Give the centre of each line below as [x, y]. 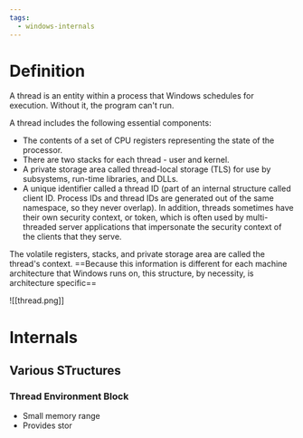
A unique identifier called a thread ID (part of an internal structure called [156, 189]
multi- [257, 217]
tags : [19, 18]
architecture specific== [53, 283]
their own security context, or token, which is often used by [133, 217]
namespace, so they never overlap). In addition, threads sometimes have [158, 208]
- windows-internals [56, 26]
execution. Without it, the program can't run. [92, 106]
